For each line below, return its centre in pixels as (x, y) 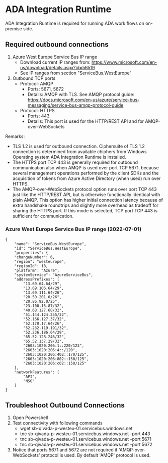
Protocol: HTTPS (37, 110)
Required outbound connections (57, 45)
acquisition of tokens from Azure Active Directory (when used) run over (87, 178)
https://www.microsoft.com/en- (124, 62)
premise (14, 28)
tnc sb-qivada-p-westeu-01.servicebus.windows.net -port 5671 (86, 439)
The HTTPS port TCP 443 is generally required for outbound (75, 162)
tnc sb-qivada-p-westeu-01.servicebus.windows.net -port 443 (85, 434)
